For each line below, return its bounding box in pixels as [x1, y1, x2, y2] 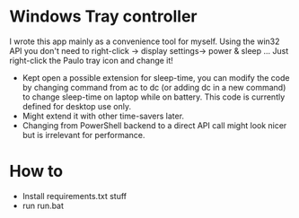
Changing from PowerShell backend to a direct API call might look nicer [22, 119, 287, 131]
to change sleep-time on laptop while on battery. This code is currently [22, 92, 286, 102]
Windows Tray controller [9, 6, 198, 27]
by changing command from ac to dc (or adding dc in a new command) [22, 82, 286, 92]
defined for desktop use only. [22, 100, 132, 111]
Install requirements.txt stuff [22, 190, 128, 201]
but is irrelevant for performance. [22, 129, 145, 140]
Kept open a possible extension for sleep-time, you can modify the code [22, 72, 290, 83]
